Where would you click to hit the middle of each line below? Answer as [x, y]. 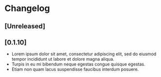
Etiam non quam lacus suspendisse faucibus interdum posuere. [75, 69]
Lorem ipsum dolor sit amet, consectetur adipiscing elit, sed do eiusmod [84, 54]
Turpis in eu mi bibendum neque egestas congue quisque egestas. [78, 64]
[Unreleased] [25, 26]
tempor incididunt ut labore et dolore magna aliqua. [63, 59]
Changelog [27, 8]
